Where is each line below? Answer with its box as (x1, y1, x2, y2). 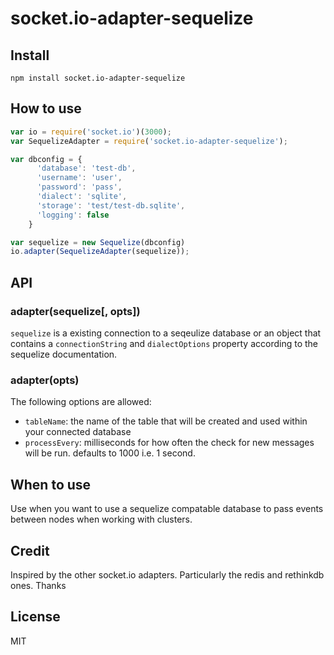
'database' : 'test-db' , (36, 163, 137, 174)
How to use (10, 100, 82, 117)
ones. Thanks (10, 579, 67, 591)
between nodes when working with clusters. (10, 513, 193, 526)
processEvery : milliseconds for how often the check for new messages (24, 437, 315, 449)
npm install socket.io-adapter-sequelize (10, 73, 186, 83)
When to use (10, 476, 92, 493)
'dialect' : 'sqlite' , (36, 192, 128, 202)
